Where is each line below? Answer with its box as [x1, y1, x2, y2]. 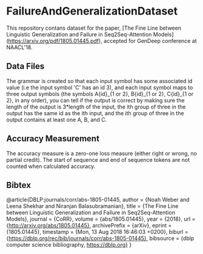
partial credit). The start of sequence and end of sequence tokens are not [6, 156, 190, 163]
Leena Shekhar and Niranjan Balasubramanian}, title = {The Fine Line [6, 202, 179, 210]
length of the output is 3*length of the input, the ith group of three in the [6, 103, 186, 110]
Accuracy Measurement [6, 133, 100, 144]
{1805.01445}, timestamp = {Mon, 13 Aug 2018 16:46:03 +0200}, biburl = [6, 229, 189, 236]
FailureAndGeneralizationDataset [6, 4, 178, 18]
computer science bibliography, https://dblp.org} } [6, 241, 132, 249]
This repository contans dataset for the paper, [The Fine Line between [6, 24, 182, 32]
